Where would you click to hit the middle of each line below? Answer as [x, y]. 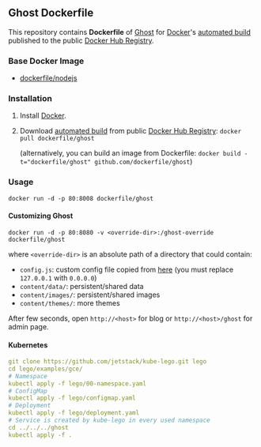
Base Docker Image [46, 61]
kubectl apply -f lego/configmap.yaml [72, 398]
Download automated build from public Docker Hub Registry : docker [130, 131]
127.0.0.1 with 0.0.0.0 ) [58, 278]
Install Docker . [43, 116]
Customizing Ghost [41, 216]
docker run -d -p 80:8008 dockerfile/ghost [81, 198]
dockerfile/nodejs [48, 78]
